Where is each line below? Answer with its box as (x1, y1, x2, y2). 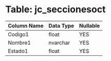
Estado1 (8, 47, 28, 54)
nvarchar (48, 39, 70, 46)
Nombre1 (8, 39, 31, 46)
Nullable (79, 22, 100, 29)
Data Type (48, 22, 75, 29)
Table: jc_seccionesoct (5, 4, 106, 15)
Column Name (8, 22, 44, 29)
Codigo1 (8, 31, 29, 38)
